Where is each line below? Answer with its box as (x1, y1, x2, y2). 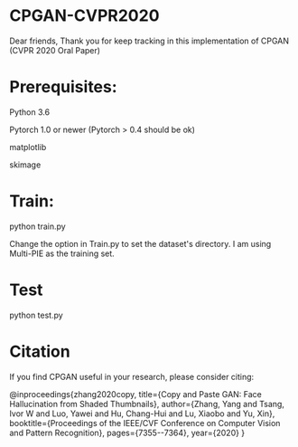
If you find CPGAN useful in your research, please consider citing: (9, 371, 255, 382)
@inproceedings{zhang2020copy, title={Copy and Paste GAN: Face (9, 388, 262, 399)
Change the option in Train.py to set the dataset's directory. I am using (9, 238, 272, 249)
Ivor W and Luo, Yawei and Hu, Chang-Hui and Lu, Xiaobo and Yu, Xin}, (9, 408, 275, 419)
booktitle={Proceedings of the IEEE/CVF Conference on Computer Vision (9, 417, 281, 428)
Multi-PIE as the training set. (9, 248, 115, 259)
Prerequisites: (9, 77, 117, 98)
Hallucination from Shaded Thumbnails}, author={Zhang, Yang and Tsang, (9, 398, 284, 409)
